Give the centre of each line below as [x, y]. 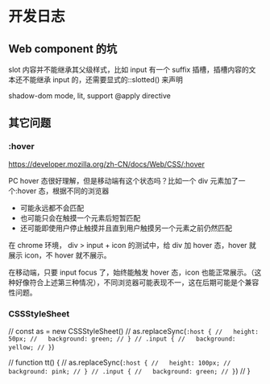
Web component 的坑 [63, 49]
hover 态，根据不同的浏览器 [63, 191]
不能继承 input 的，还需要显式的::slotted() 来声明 [103, 80]
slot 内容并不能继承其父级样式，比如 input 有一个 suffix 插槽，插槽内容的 [129, 70]
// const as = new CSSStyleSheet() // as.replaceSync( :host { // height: [134, 331]
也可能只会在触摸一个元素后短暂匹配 [80, 217]
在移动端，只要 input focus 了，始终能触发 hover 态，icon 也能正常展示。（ [132, 272]
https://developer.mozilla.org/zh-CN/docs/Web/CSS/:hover [107, 164]
